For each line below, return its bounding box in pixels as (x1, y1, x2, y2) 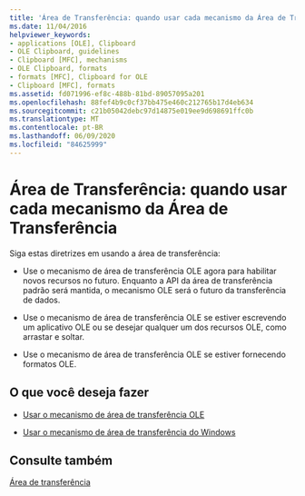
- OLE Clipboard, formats (9, 64, 107, 74)
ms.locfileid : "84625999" (9, 140, 107, 149)
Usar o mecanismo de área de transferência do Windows (22, 426, 236, 437)
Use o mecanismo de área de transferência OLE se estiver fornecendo (22, 349, 286, 360)
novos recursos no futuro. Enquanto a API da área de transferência (22, 274, 273, 286)
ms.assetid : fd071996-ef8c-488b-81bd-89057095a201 (9, 89, 205, 98)
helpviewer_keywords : (9, 30, 92, 39)
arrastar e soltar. (22, 331, 84, 342)
